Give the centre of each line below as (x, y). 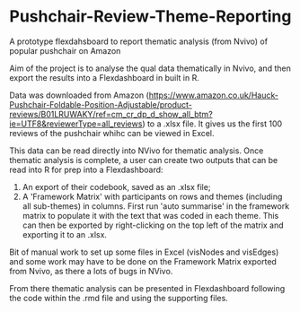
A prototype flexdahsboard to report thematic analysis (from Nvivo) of (138, 41)
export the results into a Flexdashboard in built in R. (104, 77)
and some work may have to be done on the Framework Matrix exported (143, 261)
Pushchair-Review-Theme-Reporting (150, 17)
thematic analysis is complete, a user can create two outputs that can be (144, 160)
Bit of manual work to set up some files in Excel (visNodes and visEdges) (144, 252)
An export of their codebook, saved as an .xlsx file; (116, 186)
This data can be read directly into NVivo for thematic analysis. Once (137, 151)
